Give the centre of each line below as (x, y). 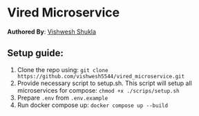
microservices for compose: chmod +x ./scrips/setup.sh (98, 90)
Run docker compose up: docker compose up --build (92, 105)
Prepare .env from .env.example (63, 97)
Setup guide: (36, 53)
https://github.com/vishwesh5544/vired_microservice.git (101, 76)
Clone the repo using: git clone (63, 69)
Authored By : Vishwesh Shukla (52, 32)
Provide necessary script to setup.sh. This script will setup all (104, 83)
